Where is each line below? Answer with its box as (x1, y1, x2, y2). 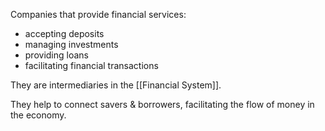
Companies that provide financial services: (10, 9, 187, 20)
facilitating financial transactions (24, 60, 159, 71)
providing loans (24, 49, 89, 61)
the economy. (10, 109, 67, 121)
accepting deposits (24, 28, 105, 39)
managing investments (24, 39, 119, 50)
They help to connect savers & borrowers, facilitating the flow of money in (10, 99, 315, 110)
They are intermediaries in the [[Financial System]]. (10, 79, 222, 91)
